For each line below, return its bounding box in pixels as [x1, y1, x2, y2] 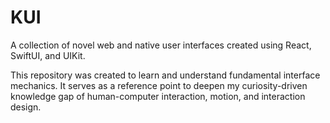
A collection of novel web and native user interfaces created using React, [10, 39, 312, 51]
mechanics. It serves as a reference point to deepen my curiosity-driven [10, 79, 308, 91]
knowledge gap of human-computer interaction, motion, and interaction [10, 90, 306, 102]
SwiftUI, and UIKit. [10, 49, 86, 61]
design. [10, 101, 42, 113]
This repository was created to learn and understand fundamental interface [10, 69, 321, 81]
